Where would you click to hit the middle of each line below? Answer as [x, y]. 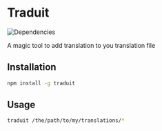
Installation [32, 67]
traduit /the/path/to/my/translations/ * [66, 121]
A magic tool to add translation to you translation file [81, 45]
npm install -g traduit [41, 83]
